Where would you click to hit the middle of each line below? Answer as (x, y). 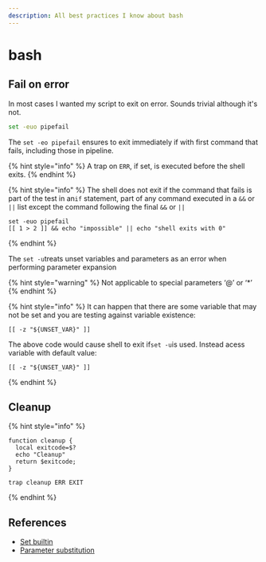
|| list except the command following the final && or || (97, 206)
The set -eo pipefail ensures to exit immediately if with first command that (133, 142)
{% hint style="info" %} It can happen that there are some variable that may (133, 306)
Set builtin (36, 542)
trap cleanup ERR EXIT (46, 483)
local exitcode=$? (46, 448)
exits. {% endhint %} (42, 174)
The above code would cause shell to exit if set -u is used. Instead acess (127, 344)
